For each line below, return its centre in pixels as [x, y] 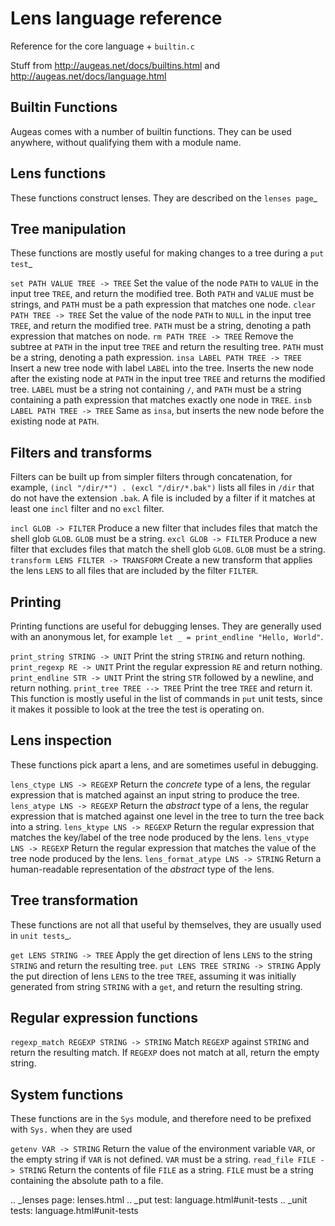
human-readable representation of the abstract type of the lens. [142, 869]
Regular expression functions [104, 1018]
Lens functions [58, 173]
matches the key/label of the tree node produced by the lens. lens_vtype [160, 837]
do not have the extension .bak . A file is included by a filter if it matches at [163, 498]
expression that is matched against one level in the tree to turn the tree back [167, 816]
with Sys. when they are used [71, 1129]
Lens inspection [61, 740]
